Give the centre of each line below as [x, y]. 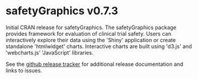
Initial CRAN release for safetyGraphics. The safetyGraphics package [91, 27]
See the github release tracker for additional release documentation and [94, 64]
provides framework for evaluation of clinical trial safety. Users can [88, 33]
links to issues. [24, 70]
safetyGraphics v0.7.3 [62, 11]
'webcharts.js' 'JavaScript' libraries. [49, 52]
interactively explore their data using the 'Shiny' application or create [91, 40]
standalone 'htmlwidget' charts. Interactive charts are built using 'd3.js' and [99, 46]
